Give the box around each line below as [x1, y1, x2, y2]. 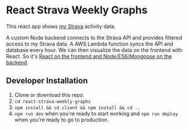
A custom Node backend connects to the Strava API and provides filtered [6, 34, 183, 41]
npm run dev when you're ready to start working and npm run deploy [14, 110, 178, 117]
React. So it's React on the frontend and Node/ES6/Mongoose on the [6, 53, 172, 60]
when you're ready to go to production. [14, 116, 109, 123]
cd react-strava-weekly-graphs [14, 99, 91, 104]
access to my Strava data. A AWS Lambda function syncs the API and [6, 40, 173, 47]
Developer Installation [6, 76, 88, 86]
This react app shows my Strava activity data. [6, 23, 116, 30]
